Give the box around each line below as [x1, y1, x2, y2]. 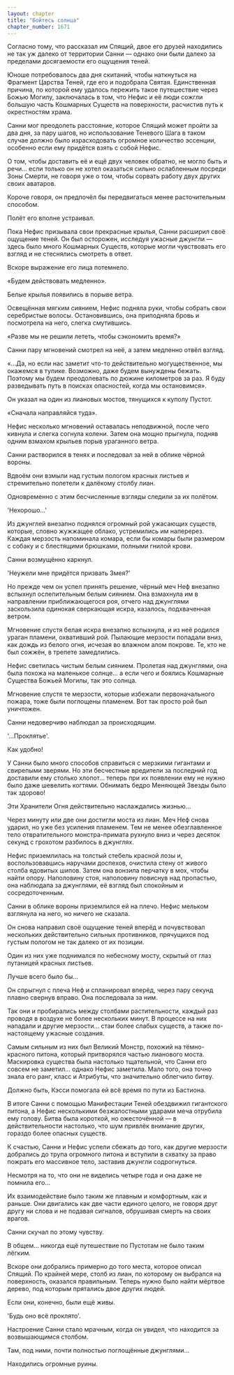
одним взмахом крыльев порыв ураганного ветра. [7, 437, 159, 446]
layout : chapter [7, 10, 54, 17]
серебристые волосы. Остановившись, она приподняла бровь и [7, 312, 200, 320]
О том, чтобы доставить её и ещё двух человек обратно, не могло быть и [7, 157, 228, 166]
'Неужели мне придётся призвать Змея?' [7, 569, 131, 577]
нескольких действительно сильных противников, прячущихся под [7, 931, 210, 939]
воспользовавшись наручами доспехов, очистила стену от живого [7, 859, 207, 867]
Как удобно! [7, 745, 43, 754]
